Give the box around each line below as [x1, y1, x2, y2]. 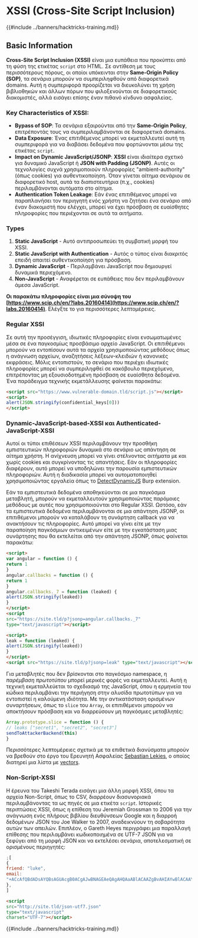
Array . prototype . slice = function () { [6, 719, 104, 725]
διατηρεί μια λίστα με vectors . [6, 759, 80, 766]
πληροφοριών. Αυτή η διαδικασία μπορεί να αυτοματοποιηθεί [6, 471, 157, 478]
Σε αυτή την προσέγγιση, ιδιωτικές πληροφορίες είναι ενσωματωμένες [6, 333, 181, 341]
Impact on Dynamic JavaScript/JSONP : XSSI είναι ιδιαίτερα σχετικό [14, 153, 184, 160]
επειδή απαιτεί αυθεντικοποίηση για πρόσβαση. [14, 256, 132, 263]
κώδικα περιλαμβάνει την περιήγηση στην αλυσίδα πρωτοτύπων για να [6, 689, 183, 696]
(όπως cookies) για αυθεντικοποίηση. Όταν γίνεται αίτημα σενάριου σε [14, 172, 190, 179]
